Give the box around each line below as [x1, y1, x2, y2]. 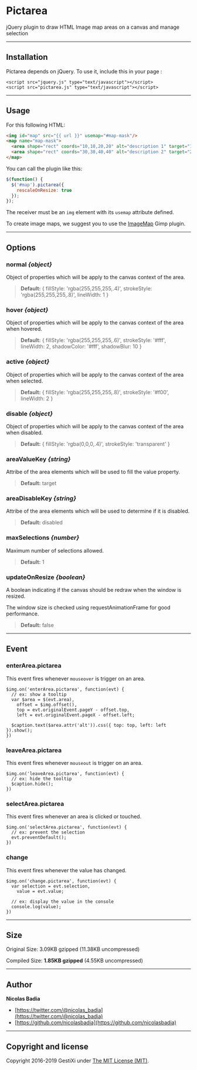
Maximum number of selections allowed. [6, 547, 104, 554]
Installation [6, 52, 48, 62]
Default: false [20, 622, 54, 629]
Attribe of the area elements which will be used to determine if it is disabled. [6, 507, 190, 514]
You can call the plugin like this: [6, 165, 83, 172]
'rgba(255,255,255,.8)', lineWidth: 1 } [20, 292, 109, 298]
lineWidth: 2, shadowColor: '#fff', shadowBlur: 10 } [20, 343, 142, 350]
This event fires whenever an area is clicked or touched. [6, 813, 142, 820]
